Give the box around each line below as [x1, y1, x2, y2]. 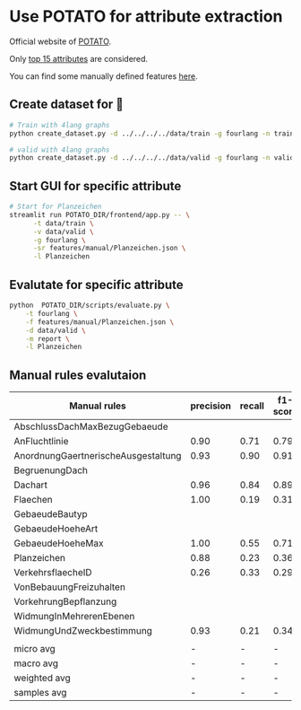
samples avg [13, 687, 67, 699]
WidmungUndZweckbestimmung [13, 625, 152, 637]
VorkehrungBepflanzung [13, 595, 117, 608]
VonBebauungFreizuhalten [13, 581, 125, 593]
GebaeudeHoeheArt [13, 522, 99, 535]
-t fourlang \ [25, 309, 78, 318]
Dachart [13, 478, 47, 491]
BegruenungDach [13, 464, 88, 477]
